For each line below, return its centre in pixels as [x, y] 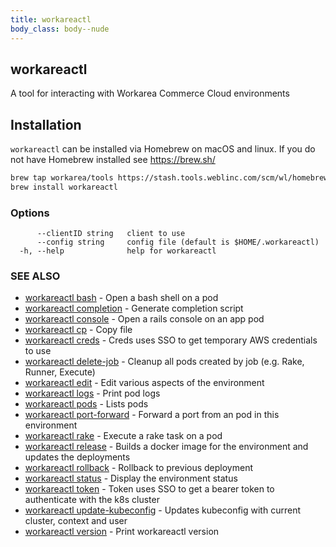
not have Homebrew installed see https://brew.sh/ [113, 160]
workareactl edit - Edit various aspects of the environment [144, 383]
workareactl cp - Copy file [78, 330]
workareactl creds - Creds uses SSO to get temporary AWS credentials [171, 340]
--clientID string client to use [111, 234]
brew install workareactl [64, 187]
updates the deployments [77, 457]
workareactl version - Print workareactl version [122, 532]
